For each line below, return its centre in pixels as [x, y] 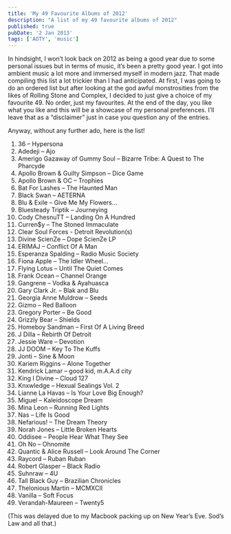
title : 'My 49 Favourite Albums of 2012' [68, 13]
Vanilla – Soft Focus [46, 495]
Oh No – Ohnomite [44, 444]
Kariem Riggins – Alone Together [64, 364]
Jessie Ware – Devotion [51, 342]
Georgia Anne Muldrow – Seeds [63, 298]
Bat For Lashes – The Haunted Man [67, 188]
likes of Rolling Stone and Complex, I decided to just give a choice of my [110, 95]
